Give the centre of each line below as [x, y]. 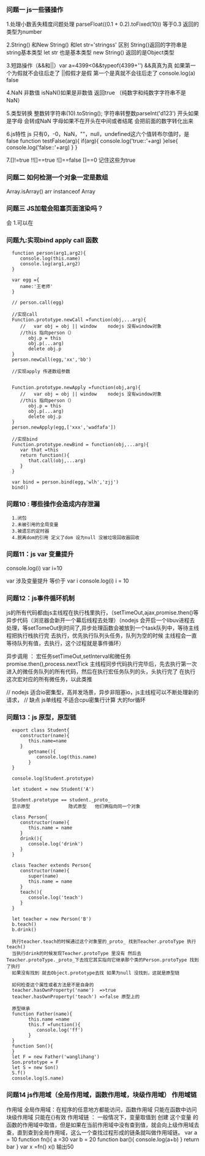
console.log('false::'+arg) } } [42, 148]
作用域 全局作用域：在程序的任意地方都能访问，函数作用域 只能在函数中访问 [102, 1109]
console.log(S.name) [38, 1079]
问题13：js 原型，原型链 [41, 717]
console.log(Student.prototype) [53, 779]
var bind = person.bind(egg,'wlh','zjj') [65, 482]
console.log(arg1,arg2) [50, 264]
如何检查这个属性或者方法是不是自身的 [53, 985]
